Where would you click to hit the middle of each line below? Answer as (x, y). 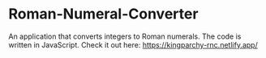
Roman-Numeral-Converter (103, 14)
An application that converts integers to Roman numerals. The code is (125, 36)
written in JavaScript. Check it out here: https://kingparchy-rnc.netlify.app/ (133, 44)
